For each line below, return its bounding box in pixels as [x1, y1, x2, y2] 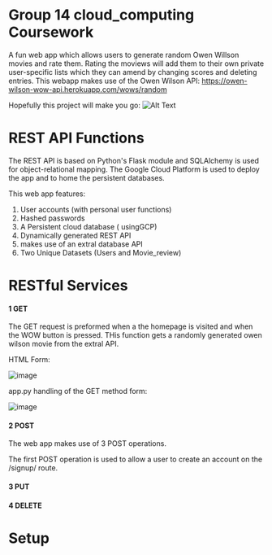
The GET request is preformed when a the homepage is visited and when [8, 321, 253, 331]
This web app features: [8, 189, 86, 199]
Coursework [8, 23, 94, 42]
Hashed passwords [19, 213, 85, 223]
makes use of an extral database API [19, 238, 144, 249]
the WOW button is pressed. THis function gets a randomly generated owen [8, 330, 262, 340]
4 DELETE [8, 500, 42, 510]
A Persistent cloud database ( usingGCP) [19, 221, 158, 231]
